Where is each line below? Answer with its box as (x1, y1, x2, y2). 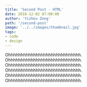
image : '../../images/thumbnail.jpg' (5, 25, 81, 30)
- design (5, 39, 23, 43)
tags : (5, 29, 16, 34)
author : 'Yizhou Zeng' (5, 16, 51, 21)
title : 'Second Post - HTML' (5, 7, 64, 12)
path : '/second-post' (5, 20, 49, 26)
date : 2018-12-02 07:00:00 (5, 12, 59, 16)
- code (5, 34, 18, 39)
